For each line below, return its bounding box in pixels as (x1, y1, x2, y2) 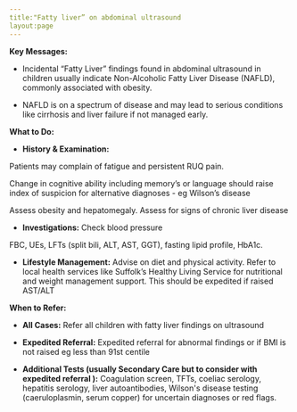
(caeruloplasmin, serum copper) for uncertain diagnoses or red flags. (21, 391, 277, 402)
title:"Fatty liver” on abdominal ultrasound (9, 12, 181, 22)
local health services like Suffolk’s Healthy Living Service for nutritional (21, 266, 283, 276)
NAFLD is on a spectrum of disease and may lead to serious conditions (21, 99, 284, 110)
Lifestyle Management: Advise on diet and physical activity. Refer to (21, 256, 276, 268)
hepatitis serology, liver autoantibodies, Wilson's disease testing (21, 383, 259, 393)
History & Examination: (21, 144, 110, 154)
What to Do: (9, 126, 55, 136)
